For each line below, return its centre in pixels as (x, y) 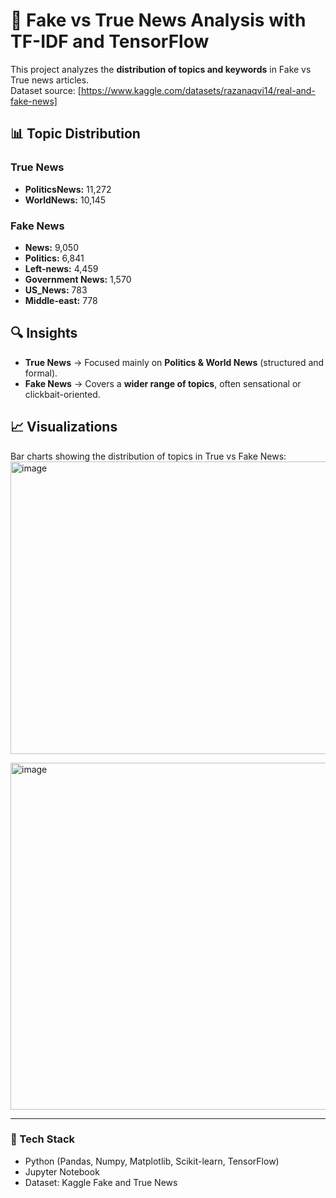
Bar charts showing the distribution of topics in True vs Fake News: (148, 456)
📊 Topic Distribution (75, 134)
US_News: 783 (56, 290)
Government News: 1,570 (78, 279)
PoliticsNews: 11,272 (68, 189)
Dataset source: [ (46, 90)
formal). (41, 373)
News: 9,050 (51, 247)
